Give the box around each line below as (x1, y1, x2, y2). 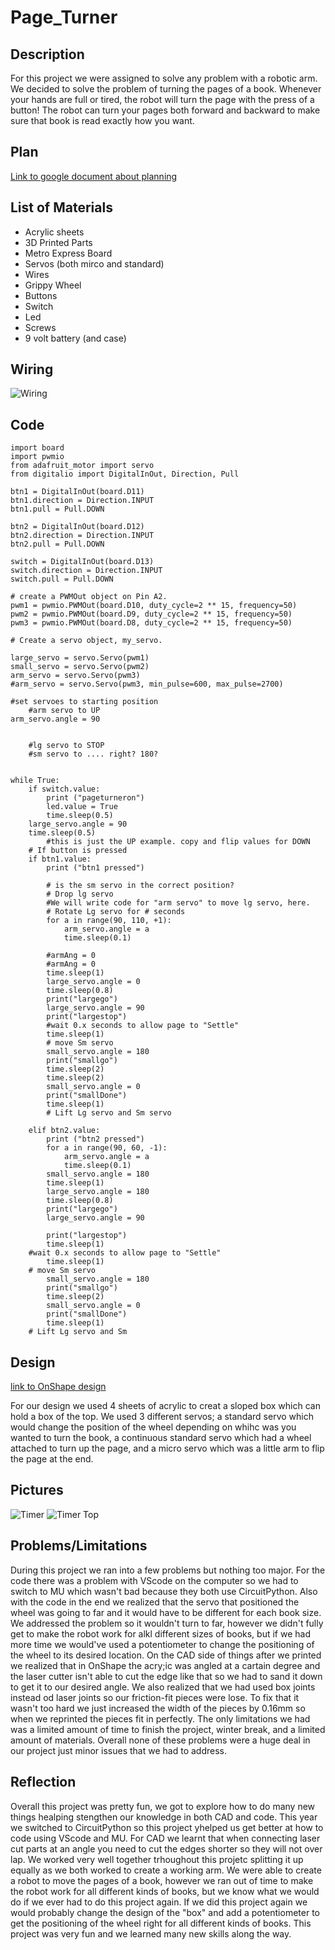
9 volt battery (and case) (24, 332, 127, 344)
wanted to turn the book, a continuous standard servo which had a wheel (10, 1432, 312, 1444)
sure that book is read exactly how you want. (10, 115, 195, 126)
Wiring (10, 361, 54, 378)
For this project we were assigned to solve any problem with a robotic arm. (10, 72, 318, 84)
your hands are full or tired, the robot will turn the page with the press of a (10, 94, 315, 105)
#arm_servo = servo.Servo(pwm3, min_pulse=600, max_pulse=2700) (10, 679, 284, 690)
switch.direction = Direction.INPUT (10, 566, 163, 576)
